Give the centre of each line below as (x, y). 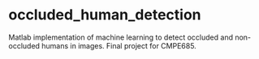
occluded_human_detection (105, 15)
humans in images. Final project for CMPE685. (119, 45)
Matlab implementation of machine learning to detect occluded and (121, 37)
